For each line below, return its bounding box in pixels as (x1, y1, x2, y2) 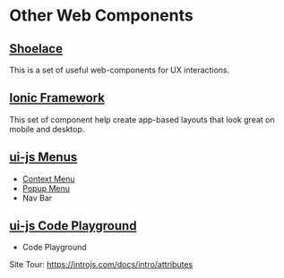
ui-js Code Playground (9, 218, 137, 233)
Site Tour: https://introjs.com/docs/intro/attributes (9, 259, 194, 270)
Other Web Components (9, 5, 194, 26)
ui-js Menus (9, 149, 78, 165)
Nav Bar (22, 192, 53, 203)
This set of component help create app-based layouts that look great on (9, 114, 275, 125)
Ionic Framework (9, 90, 106, 105)
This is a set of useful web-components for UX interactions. (9, 64, 230, 75)
